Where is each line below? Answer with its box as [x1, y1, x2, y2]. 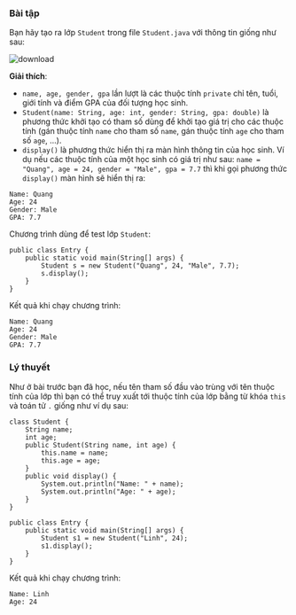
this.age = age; [41, 455, 101, 465]
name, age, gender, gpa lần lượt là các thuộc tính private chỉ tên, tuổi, [21, 88, 279, 99]
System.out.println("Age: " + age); [41, 487, 176, 496]
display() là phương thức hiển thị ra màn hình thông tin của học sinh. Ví [21, 144, 285, 155]
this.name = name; [41, 448, 109, 457]
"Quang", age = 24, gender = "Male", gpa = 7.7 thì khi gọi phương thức [21, 163, 288, 175]
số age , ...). [21, 136, 62, 146]
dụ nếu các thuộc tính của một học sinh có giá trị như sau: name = [21, 154, 261, 165]
